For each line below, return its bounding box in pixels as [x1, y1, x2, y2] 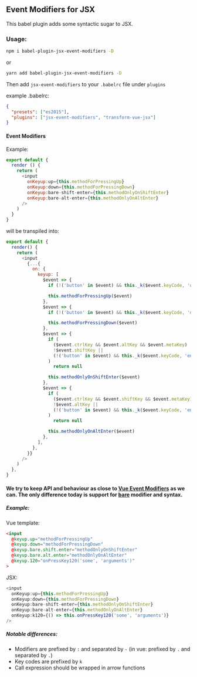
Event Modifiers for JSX [6, 5, 96, 15]
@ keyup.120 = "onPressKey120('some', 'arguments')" [11, 558, 135, 564]
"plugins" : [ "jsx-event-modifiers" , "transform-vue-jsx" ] [11, 114, 157, 120]
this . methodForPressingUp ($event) [47, 293, 133, 299]
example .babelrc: [6, 92, 50, 99]
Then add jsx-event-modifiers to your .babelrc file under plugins [6, 80, 166, 87]
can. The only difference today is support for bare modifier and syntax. [6, 491, 183, 498]
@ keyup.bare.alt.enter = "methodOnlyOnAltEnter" [11, 553, 127, 558]
